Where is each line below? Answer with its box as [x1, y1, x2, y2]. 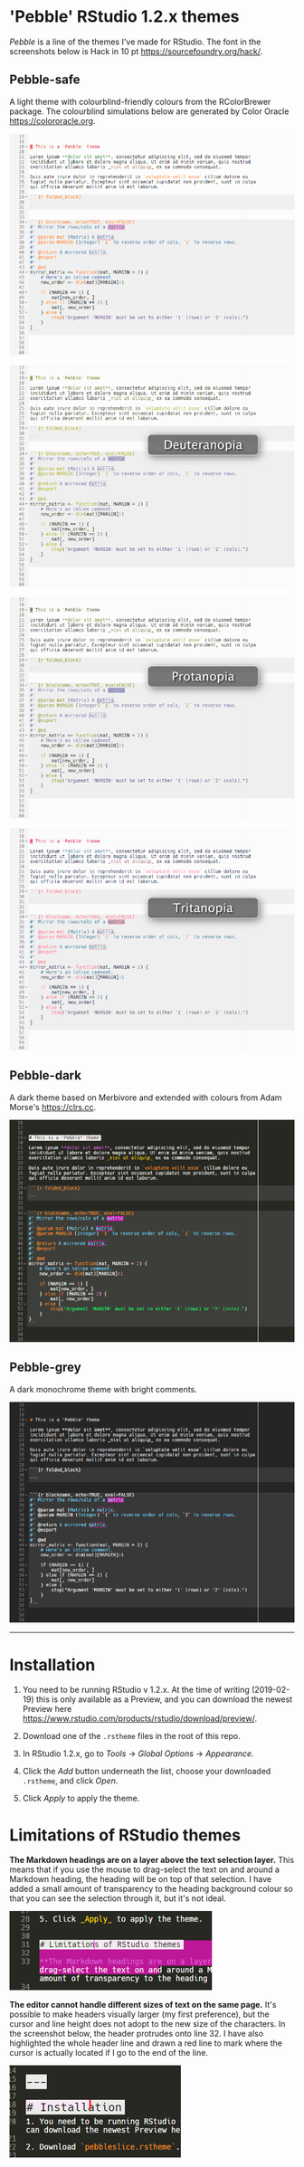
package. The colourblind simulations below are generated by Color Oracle [9, 106, 290, 117]
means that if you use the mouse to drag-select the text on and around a [9, 1864, 280, 1875]
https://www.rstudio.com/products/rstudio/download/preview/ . [22, 1713, 258, 1725]
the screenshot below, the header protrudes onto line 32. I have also [9, 2029, 264, 2039]
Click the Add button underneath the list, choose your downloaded [22, 1766, 271, 1777]
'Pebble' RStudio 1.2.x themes [9, 6, 240, 27]
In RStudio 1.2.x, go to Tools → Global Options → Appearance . [22, 1748, 255, 1759]
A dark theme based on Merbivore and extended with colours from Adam [9, 1092, 282, 1103]
